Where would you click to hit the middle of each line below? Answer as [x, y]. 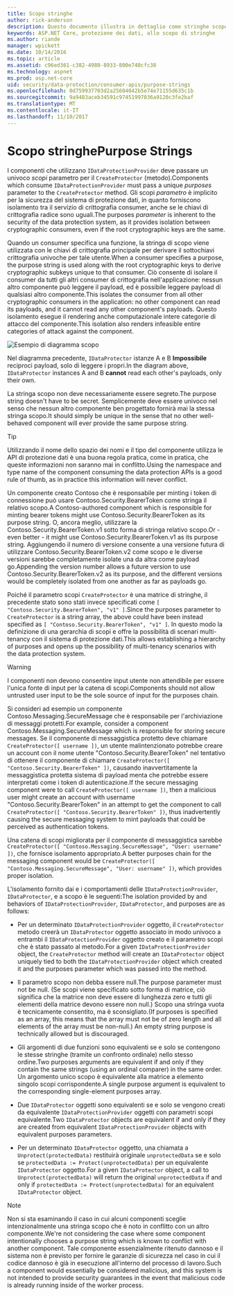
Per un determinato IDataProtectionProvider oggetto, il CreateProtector [120, 924]
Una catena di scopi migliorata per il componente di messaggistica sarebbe [115, 840]
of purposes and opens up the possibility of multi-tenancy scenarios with [112, 646]
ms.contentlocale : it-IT [43, 110]
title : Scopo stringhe [40, 14]
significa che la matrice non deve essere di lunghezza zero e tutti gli [114, 996]
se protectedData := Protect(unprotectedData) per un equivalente [113, 1162]
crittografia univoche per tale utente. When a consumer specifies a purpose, [115, 257]
